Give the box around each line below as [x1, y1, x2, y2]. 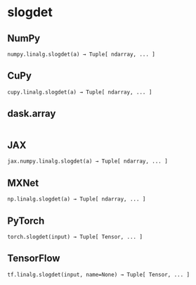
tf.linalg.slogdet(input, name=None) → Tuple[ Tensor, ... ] [7, 271, 190, 278]
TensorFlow [7, 253, 60, 265]
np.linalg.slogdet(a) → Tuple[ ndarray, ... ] [7, 196, 146, 203]
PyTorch [7, 215, 45, 227]
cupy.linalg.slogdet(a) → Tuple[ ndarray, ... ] [7, 89, 152, 96]
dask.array [7, 108, 56, 120]
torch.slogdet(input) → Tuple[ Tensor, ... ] [7, 234, 143, 241]
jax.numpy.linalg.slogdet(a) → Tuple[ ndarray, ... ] [7, 158, 169, 165]
